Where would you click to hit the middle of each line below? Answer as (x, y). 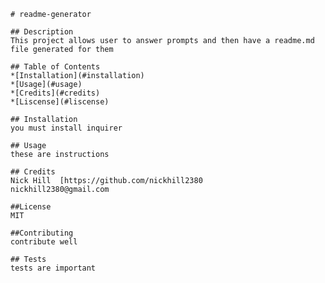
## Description (42, 32)
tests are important (53, 268)
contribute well (44, 242)
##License (31, 207)
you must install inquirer (66, 128)
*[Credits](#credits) (55, 93)
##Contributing (42, 233)
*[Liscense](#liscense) (60, 102)
